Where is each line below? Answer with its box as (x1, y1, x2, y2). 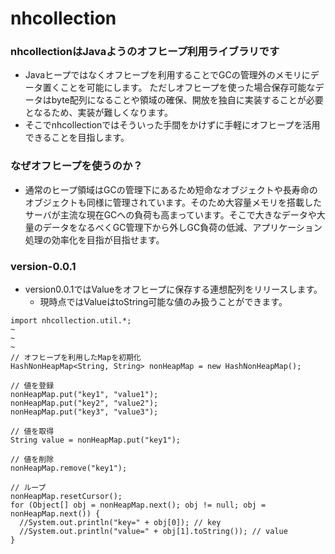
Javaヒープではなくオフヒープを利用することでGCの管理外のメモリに (24, 69, 311, 81)
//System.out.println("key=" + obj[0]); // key (19, 518, 222, 528)
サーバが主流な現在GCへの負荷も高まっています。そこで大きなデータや (24, 208, 317, 221)
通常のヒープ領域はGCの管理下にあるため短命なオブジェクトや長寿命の (24, 183, 318, 196)
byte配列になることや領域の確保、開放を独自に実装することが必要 (51, 94, 324, 106)
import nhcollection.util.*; (10, 316, 132, 326)
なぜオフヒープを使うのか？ (10, 159, 143, 173)
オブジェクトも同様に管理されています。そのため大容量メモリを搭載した (24, 196, 322, 208)
